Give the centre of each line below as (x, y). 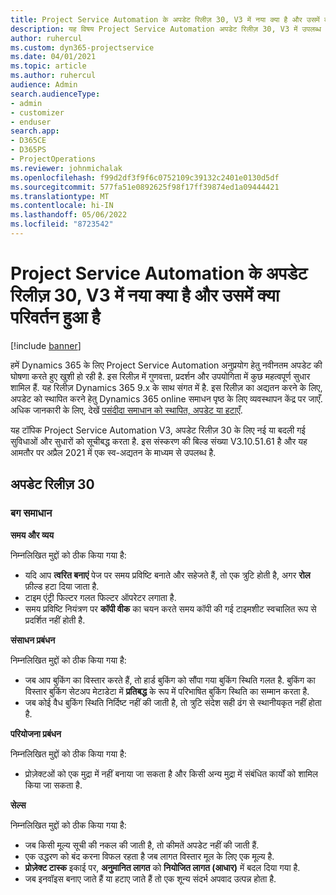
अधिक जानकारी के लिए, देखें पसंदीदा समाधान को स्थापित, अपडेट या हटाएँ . (126, 410)
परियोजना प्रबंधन (36, 733)
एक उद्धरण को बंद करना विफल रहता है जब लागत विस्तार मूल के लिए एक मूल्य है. (149, 856)
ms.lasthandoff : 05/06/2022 (69, 215)
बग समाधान (31, 513)
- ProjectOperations (53, 159)
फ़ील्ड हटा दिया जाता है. (62, 586)
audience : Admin (44, 85)
